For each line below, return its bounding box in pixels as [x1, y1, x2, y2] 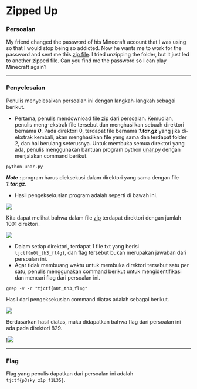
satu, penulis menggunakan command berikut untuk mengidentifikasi [14, 268, 182, 275]
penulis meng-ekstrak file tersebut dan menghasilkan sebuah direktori [14, 121, 185, 128]
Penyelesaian [6, 84, 46, 92]
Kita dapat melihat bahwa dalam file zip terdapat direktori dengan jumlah [6, 214, 182, 221]
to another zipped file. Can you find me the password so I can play [6, 57, 167, 64]
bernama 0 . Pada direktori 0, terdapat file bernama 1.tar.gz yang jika [14, 127, 181, 134]
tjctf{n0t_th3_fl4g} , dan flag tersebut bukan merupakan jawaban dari [14, 249, 186, 256]
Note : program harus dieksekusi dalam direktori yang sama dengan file [6, 174, 179, 181]
